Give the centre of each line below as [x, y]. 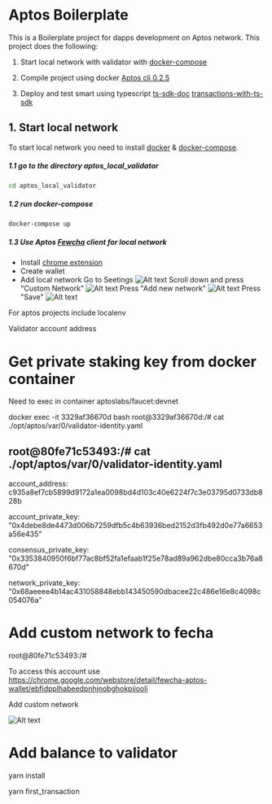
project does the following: [53, 46]
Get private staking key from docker [132, 362]
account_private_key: [44, 517]
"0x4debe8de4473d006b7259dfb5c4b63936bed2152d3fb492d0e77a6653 [136, 526]
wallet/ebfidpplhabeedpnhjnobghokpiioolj [78, 688]
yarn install [27, 776]
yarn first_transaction [44, 792]
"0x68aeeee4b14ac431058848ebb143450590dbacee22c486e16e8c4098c [135, 592]
